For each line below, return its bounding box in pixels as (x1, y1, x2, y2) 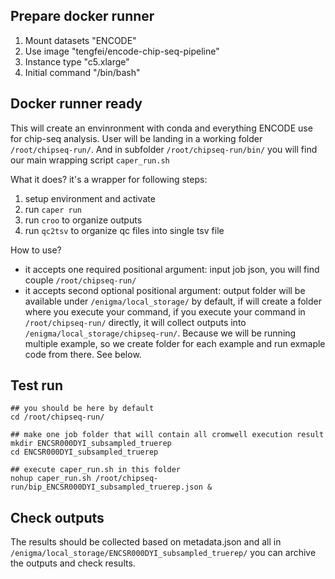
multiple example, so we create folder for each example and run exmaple (24, 337, 326, 349)
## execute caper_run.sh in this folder (10, 465, 182, 475)
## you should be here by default (10, 404, 155, 414)
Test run (10, 377, 64, 394)
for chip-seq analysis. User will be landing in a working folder (10, 132, 263, 144)
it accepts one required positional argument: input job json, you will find (24, 263, 320, 275)
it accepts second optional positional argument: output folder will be (24, 284, 306, 296)
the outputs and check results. (10, 557, 136, 569)
